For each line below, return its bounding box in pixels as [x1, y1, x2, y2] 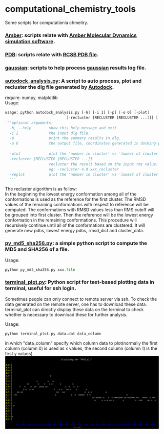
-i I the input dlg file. [9, 131, 91, 136]
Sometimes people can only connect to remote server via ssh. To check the [5, 296, 157, 302]
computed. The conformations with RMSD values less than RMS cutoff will [5, 207, 155, 213]
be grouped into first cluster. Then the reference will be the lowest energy [5, 212, 153, 218]
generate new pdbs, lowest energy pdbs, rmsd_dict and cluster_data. [5, 228, 144, 234]
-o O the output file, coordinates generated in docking [9, 141, 156, 146]
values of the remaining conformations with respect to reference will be [5, 202, 149, 208]
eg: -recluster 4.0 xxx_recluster [48, 167, 119, 172]
